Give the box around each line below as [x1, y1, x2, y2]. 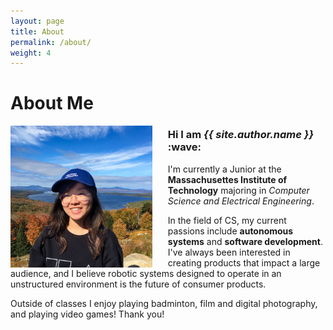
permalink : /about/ [10, 37, 92, 47]
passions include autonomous [167, 225, 294, 237]
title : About [10, 26, 65, 37]
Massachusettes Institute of [167, 173, 288, 185]
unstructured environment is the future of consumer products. [10, 278, 267, 290]
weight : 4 [10, 48, 52, 58]
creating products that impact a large [167, 256, 321, 269]
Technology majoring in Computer [167, 184, 310, 196]
